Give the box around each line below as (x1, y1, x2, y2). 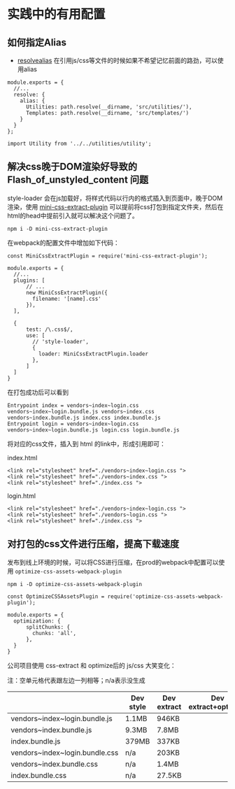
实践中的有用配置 (7, 6, 106, 22)
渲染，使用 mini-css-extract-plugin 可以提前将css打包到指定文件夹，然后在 (7, 202, 224, 211)
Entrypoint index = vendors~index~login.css (7, 401, 139, 409)
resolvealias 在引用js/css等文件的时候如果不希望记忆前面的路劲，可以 (17, 57, 218, 64)
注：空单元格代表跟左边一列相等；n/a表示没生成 (7, 676, 145, 684)
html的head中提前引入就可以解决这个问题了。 (7, 211, 138, 220)
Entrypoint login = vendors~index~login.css (7, 420, 139, 427)
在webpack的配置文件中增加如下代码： (7, 239, 120, 247)
